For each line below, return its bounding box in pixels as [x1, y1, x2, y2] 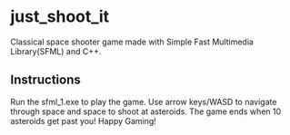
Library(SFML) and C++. [10, 45, 102, 56]
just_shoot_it [10, 6, 110, 27]
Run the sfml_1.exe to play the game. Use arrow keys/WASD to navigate [10, 96, 277, 107]
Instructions [10, 72, 81, 88]
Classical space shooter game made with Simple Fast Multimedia [10, 36, 254, 47]
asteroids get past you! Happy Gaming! [10, 115, 157, 126]
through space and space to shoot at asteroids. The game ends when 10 [10, 106, 282, 117]
